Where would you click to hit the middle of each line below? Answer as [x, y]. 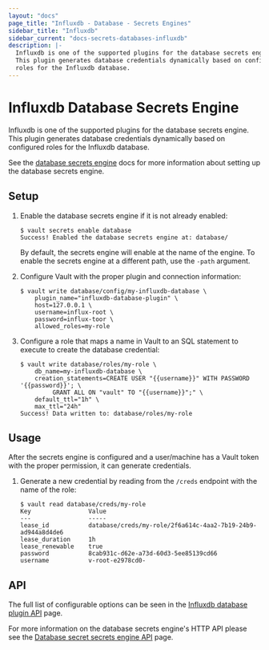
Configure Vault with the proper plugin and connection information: [130, 276]
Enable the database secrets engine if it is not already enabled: [124, 215]
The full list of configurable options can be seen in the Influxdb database [128, 605]
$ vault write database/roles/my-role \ [88, 364]
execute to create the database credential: [90, 349]
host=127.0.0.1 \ [63, 305]
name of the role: [48, 490]
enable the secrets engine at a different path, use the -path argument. [135, 261]
